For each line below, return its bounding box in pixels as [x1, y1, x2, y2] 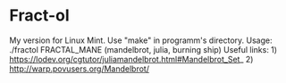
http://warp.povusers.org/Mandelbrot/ [9, 63, 150, 74]
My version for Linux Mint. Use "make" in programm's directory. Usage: [9, 35, 273, 46]
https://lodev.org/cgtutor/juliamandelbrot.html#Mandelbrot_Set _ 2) [9, 54, 254, 64]
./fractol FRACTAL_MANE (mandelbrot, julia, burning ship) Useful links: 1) [9, 44, 278, 54]
